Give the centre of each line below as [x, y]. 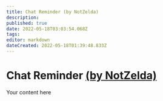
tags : [13, 34]
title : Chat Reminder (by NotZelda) [52, 12]
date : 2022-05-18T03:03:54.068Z [47, 29]
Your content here [29, 92]
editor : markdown [28, 40]
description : [23, 18]
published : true [27, 23]
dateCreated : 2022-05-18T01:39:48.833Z [57, 46]
